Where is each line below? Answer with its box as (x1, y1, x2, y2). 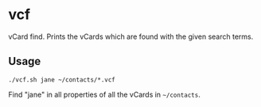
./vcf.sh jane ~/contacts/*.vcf (8, 75, 115, 84)
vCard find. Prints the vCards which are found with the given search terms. (8, 32, 254, 41)
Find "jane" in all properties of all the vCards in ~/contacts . (8, 90, 201, 99)
